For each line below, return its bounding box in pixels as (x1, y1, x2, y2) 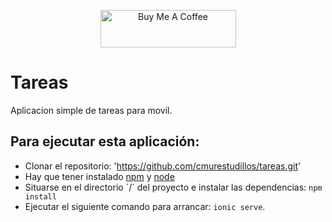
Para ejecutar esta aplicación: (10, 133, 200, 150)
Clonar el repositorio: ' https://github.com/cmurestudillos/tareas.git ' (24, 160, 302, 172)
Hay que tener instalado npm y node (24, 170, 175, 182)
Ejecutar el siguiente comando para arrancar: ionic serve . (24, 200, 266, 212)
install (24, 191, 57, 202)
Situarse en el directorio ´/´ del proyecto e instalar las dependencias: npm (24, 181, 323, 193)
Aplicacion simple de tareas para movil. (10, 104, 173, 116)
